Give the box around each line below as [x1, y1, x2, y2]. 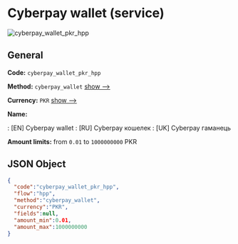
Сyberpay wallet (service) [7, 5, 165, 21]
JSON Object [7, 158, 66, 171]
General [7, 49, 44, 61]
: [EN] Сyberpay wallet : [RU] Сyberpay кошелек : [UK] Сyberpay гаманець [7, 123, 232, 132]
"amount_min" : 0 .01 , [14, 216, 72, 224]
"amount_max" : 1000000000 [14, 223, 88, 230]
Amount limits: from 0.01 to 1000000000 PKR [7, 137, 138, 146]
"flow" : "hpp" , [14, 190, 56, 198]
